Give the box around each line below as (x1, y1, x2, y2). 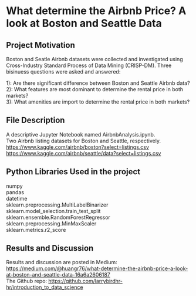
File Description (6, 115, 65, 125)
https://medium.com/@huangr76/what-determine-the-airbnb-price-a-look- (6, 265, 188, 272)
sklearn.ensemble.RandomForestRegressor (6, 214, 110, 221)
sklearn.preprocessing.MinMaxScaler (6, 219, 97, 227)
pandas (6, 188, 25, 195)
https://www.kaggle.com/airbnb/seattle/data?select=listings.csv (6, 149, 161, 157)
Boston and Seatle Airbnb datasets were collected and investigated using (6, 56, 183, 62)
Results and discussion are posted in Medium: (6, 259, 117, 266)
